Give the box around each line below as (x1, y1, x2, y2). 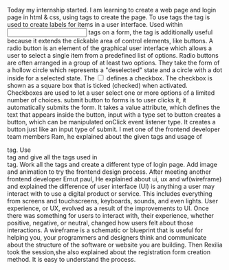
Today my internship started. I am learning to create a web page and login (7, 6, 217, 14)
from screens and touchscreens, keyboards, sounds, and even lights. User (7, 197, 219, 205)
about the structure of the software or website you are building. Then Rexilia (7, 240, 223, 249)
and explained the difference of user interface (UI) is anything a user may (7, 182, 215, 190)
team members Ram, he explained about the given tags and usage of (7, 133, 203, 140)
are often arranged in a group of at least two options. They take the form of (7, 58, 220, 67)
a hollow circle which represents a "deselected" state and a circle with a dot (7, 66, 222, 74)
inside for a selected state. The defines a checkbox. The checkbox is (7, 74, 213, 82)
